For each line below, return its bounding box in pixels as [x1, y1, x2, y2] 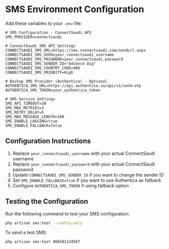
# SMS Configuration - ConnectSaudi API [5, 30, 92, 35]
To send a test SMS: [5, 229, 47, 236]
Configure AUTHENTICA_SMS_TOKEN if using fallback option [12, 182, 129, 188]
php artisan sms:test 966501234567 [5, 239, 80, 244]
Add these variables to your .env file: [5, 20, 82, 26]
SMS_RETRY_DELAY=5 [5, 110, 44, 115]
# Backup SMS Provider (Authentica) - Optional [5, 78, 108, 84]
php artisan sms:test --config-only [5, 220, 82, 226]
